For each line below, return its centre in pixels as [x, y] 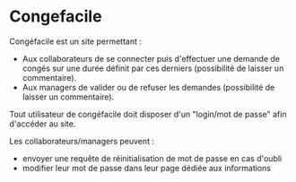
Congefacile [56, 17]
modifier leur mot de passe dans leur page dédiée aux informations [147, 168]
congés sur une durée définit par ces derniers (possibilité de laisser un [153, 68]
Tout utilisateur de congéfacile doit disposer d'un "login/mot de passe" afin [148, 114]
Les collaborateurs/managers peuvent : [82, 141]
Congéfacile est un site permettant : [75, 41]
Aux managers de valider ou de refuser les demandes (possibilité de [148, 87]
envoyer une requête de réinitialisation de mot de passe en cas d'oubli [152, 158]
